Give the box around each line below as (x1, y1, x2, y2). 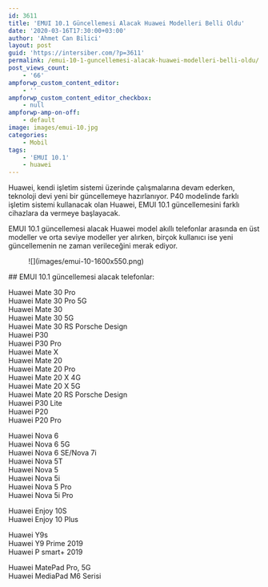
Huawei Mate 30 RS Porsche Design (8, 322, 128, 331)
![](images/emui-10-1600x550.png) (28, 257, 144, 266)
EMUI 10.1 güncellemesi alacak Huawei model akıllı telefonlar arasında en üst (8, 224, 260, 233)
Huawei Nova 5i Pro (8, 491, 74, 500)
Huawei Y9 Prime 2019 (8, 539, 84, 549)
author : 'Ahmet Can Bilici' (8, 34, 102, 43)
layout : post (8, 42, 52, 50)
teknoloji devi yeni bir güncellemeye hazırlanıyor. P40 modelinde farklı (8, 192, 239, 201)
